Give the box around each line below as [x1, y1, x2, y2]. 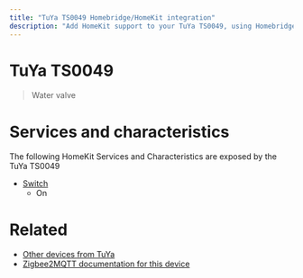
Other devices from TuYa [22, 249, 115, 260]
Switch [22, 178, 49, 189]
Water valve [31, 90, 77, 101]
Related [9, 220, 68, 239]
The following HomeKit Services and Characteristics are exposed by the [9, 151, 278, 162]
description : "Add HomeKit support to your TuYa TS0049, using [9, 22, 252, 31]
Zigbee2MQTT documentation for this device [22, 258, 190, 270]
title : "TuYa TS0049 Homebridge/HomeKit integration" [9, 13, 216, 22]
